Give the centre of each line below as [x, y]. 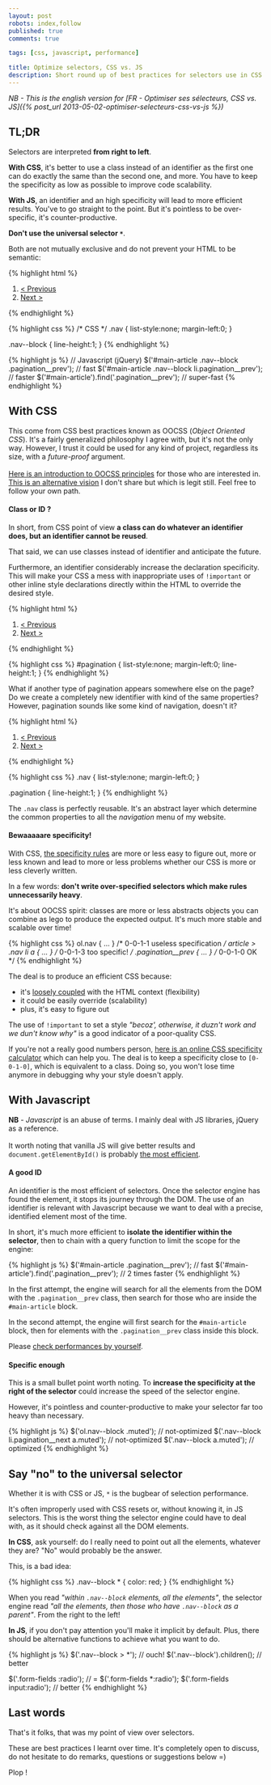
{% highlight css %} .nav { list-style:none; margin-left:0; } [104, 776]
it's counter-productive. [78, 217]
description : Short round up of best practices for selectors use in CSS [135, 75]
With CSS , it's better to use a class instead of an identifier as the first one [131, 167]
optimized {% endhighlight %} [59, 1449]
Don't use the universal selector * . [67, 233]
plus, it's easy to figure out [64, 1009]
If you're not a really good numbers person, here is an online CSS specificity [135, 1049]
